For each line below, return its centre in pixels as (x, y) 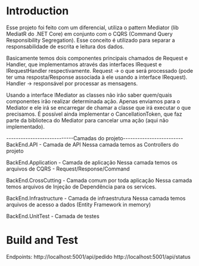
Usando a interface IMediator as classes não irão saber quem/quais (89, 95)
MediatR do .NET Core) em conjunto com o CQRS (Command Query (89, 33)
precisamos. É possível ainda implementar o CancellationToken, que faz (94, 114)
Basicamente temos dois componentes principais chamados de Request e (97, 58)
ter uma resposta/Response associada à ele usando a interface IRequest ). (97, 77)
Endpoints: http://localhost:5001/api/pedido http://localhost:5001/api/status (98, 256)
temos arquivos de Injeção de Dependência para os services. (81, 187)
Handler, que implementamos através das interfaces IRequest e (84, 64)
